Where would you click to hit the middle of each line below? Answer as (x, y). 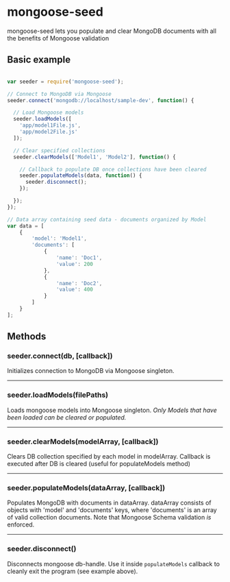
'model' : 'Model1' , (60, 239)
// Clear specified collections (60, 150)
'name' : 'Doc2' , (79, 283)
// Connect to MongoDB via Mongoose (59, 94)
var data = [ (26, 226)
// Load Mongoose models (49, 113)
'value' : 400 (75, 290)
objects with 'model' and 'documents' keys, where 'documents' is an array (112, 510)
